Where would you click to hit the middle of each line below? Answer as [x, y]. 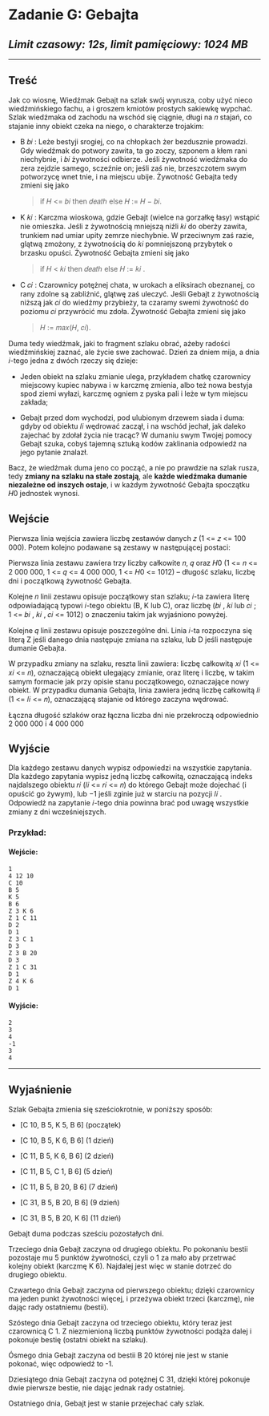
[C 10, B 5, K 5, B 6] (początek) [70, 1124]
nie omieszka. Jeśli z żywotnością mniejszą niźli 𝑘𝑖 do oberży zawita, [133, 226]
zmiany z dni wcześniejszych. [57, 812]
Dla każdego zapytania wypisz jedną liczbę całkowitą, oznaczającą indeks [130, 777]
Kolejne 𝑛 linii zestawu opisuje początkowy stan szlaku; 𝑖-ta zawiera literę [129, 596]
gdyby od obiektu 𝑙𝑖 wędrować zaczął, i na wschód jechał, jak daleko [133, 426]
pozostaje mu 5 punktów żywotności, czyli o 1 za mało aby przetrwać [122, 1257]
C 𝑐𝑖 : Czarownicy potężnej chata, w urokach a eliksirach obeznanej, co [137, 284]
